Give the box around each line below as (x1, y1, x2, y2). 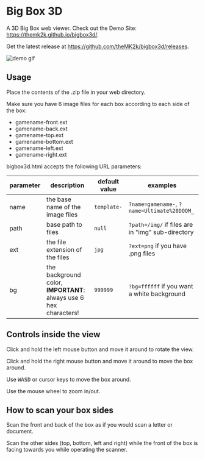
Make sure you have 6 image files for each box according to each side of (6, 100, 190, 107)
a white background (128, 290, 186, 298)
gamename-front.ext (15, 118, 68, 126)
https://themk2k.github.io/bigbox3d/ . (6, 30, 99, 38)
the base (46, 195, 72, 204)
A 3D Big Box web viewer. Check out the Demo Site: (6, 24, 137, 32)
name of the (46, 202, 81, 211)
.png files (128, 249, 156, 257)
